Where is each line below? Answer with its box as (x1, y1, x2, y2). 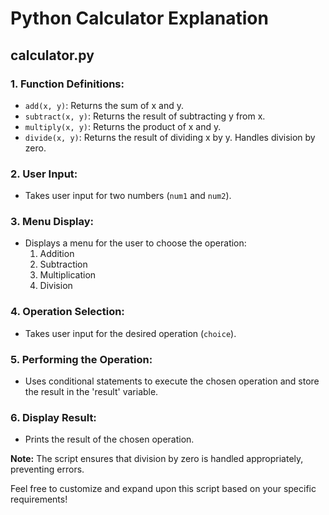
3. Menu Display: (10, 215, 94, 229)
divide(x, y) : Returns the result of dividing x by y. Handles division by (24, 131, 316, 143)
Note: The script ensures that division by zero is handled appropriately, (10, 453, 304, 465)
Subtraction (39, 258, 88, 271)
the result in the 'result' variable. (24, 386, 159, 398)
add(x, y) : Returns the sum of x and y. (24, 99, 184, 111)
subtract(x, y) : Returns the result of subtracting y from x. (24, 110, 266, 122)
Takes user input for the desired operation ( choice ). (24, 327, 237, 339)
